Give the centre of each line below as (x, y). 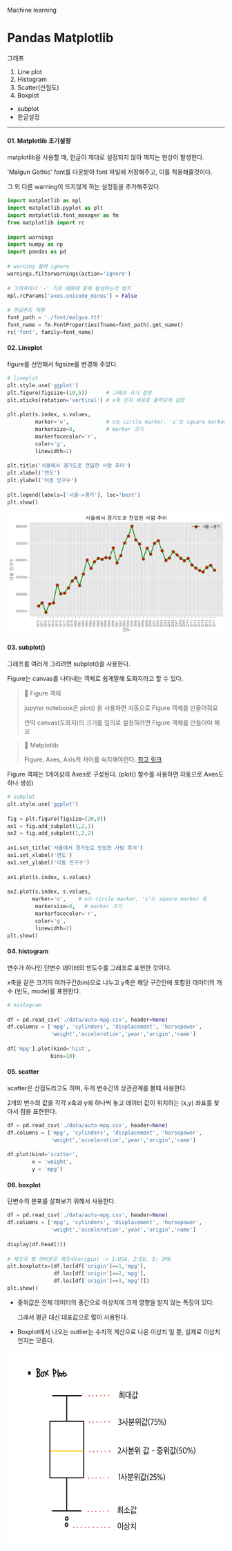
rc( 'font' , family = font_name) (51, 332)
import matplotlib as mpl (44, 201)
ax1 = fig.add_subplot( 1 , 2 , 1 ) (51, 826)
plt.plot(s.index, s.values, (49, 415)
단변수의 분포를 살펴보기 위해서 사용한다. (61, 1201)
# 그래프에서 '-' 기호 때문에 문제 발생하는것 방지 (69, 288)
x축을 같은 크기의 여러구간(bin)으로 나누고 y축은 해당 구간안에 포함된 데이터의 (111, 982)
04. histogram (28, 951)
